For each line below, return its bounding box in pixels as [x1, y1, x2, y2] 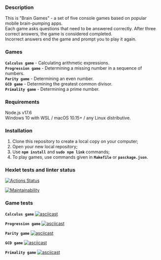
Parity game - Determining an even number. [5, 76, 94, 82]
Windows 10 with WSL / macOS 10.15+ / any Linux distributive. [5, 115, 131, 121]
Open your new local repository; [12, 144, 78, 150]
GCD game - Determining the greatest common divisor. [5, 81, 113, 87]
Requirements [5, 98, 40, 105]
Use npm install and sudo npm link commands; [12, 149, 110, 155]
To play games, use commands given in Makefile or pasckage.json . [12, 154, 148, 160]
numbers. [5, 70, 25, 76]
